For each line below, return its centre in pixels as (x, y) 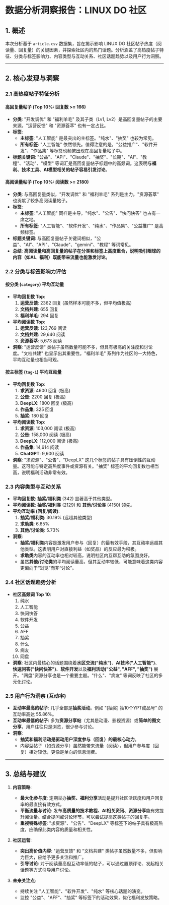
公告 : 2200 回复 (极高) (43, 397)
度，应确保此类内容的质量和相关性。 (58, 829)
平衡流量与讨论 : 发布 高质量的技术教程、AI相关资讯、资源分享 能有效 (90, 810)
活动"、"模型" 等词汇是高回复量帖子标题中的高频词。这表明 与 (89, 163)
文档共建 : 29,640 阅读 (43, 334)
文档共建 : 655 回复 (39, 309)
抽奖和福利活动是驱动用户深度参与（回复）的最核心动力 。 (79, 739)
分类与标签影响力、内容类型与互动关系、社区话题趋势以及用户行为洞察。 (89, 56)
